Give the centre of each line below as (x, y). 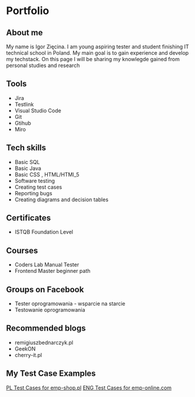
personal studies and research (43, 65)
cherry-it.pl (28, 355)
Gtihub (23, 123)
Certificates (29, 218)
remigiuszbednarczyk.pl (44, 342)
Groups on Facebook (45, 289)
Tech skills (26, 148)
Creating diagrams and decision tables (62, 199)
